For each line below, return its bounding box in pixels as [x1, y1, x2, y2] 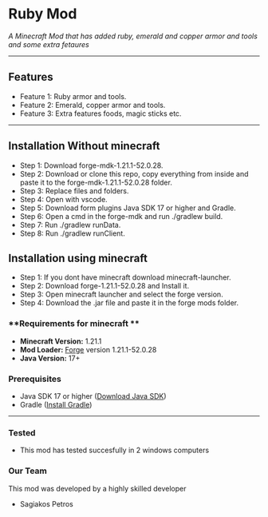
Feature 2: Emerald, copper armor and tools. [19, 100, 166, 109]
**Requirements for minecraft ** [8, 318, 140, 329]
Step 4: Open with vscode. [19, 194, 108, 204]
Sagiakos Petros [19, 499, 73, 508]
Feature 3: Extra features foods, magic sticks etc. [19, 109, 182, 118]
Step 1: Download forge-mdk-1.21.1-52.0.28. [19, 161, 164, 170]
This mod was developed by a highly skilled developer [8, 483, 187, 493]
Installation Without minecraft [8, 139, 160, 153]
